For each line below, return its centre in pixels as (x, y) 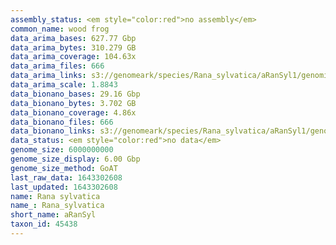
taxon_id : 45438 (44, 224)
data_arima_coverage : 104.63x (73, 57)
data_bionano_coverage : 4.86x (73, 112)
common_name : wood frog (60, 29)
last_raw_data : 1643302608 (66, 177)
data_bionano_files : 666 (62, 122)
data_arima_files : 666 (57, 66)
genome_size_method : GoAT (64, 168)
